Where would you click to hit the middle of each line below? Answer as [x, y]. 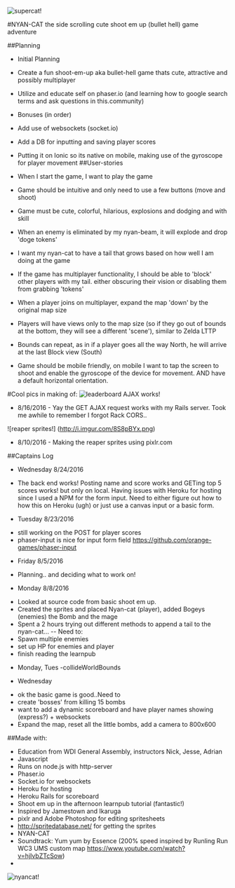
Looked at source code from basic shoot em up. [87, 602]
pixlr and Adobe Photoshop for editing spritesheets [91, 819]
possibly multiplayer [46, 80]
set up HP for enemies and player [66, 646]
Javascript [33, 759]
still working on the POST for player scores [79, 532]
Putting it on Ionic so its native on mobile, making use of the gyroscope [120, 155]
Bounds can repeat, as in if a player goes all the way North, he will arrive [122, 344]
